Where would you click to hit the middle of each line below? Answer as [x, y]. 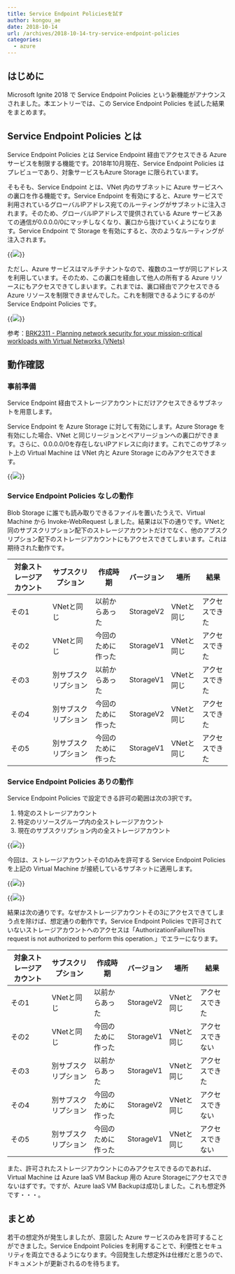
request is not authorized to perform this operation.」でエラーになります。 [114, 939]
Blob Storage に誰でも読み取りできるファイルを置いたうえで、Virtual [106, 513]
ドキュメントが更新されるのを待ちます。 [65, 1263]
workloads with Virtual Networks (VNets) [66, 341]
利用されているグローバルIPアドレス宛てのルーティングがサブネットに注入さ [117, 205]
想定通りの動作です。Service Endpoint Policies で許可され [133, 921]
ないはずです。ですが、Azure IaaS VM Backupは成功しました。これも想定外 [116, 1186]
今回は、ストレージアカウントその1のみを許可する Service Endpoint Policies [116, 859]
